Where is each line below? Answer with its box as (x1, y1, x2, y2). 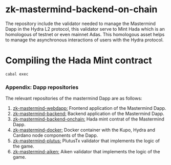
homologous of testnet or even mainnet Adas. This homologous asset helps (5, 31, 165, 37)
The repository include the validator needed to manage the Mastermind (5, 20, 156, 27)
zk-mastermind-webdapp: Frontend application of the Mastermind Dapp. (12, 105, 166, 111)
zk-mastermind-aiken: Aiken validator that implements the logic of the (12, 149, 160, 155)
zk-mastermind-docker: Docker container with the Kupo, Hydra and (12, 127, 155, 133)
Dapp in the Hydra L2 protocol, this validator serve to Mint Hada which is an (5, 26, 165, 32)
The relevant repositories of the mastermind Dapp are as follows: (5, 96, 142, 102)
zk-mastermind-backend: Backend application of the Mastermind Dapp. (12, 111, 165, 117)
